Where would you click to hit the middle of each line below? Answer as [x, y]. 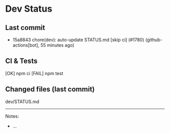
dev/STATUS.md [22, 102]
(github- [154, 40]
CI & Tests [22, 61]
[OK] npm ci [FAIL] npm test [34, 73]
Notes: [12, 116]
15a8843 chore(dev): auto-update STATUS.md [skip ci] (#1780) [78, 40]
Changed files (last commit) [50, 89]
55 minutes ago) [57, 45]
